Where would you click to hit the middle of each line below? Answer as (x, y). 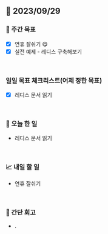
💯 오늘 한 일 (22, 124)
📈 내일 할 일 (23, 167)
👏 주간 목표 (21, 30)
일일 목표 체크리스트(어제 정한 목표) (54, 81)
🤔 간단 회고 (21, 212)
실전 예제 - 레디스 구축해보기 (48, 52)
